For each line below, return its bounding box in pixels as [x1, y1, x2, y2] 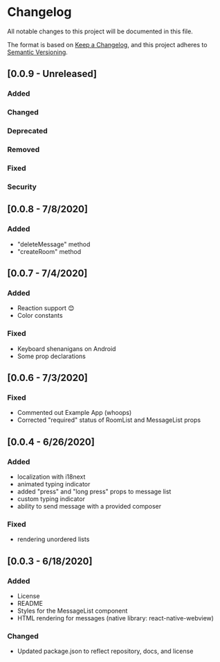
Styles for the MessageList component [17, 606, 128, 615]
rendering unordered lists [17, 535, 90, 543]
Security [7, 182, 37, 192]
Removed [7, 145, 40, 155]
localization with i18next [17, 473, 86, 481]
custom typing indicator [17, 494, 85, 503]
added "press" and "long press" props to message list [17, 487, 172, 495]
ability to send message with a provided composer [17, 502, 162, 510]
